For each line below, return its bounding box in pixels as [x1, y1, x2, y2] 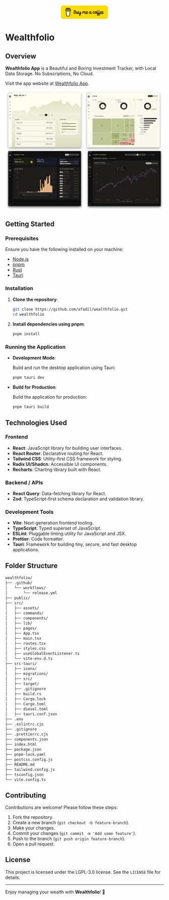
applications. [12, 547, 39, 553]
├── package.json [5, 747, 42, 752]
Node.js [12, 256, 29, 262]
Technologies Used [5, 418, 67, 427]
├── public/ [5, 596, 30, 601]
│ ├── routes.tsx [5, 641, 46, 646]
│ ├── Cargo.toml [5, 702, 46, 707]
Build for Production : [12, 384, 57, 390]
